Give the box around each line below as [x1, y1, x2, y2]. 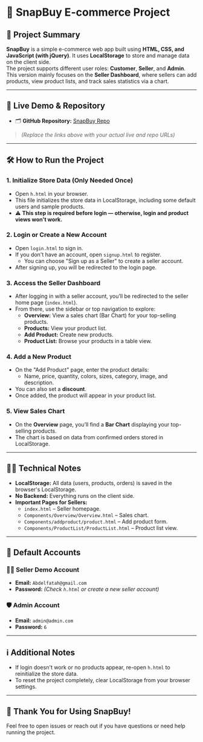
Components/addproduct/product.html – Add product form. [24, 518, 168, 525]
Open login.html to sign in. [14, 244, 83, 251]
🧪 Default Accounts [6, 547, 81, 558]
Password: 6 [14, 624, 47, 631]
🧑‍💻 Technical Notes [6, 463, 82, 474]
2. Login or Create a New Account [6, 231, 107, 239]
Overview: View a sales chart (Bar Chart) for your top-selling [24, 312, 176, 319]
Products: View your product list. [24, 324, 107, 332]
